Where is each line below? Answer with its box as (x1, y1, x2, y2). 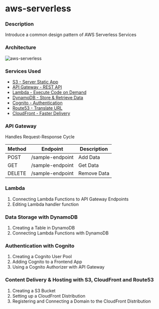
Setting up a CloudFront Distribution (12, 293, 85, 299)
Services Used (5, 68, 41, 75)
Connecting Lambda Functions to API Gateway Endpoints (12, 196, 129, 202)
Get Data (78, 162, 99, 169)
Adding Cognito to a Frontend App (12, 259, 82, 265)
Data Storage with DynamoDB (5, 213, 78, 220)
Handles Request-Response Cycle (5, 134, 75, 140)
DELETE (7, 170, 26, 177)
